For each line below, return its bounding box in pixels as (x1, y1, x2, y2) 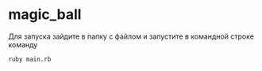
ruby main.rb (8, 55, 52, 63)
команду (8, 39, 38, 49)
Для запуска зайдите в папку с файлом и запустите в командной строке (8, 32, 254, 41)
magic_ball (8, 6, 82, 24)
